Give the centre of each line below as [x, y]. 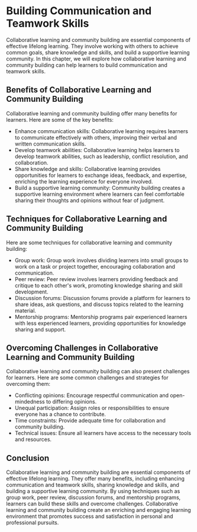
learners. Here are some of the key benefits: [60, 120]
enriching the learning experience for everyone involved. [84, 181]
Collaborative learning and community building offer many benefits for [92, 113]
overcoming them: [28, 384]
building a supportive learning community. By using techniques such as [93, 491]
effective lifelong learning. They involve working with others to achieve [92, 46]
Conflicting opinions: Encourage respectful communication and [92, 395]
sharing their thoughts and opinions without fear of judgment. [90, 200]
